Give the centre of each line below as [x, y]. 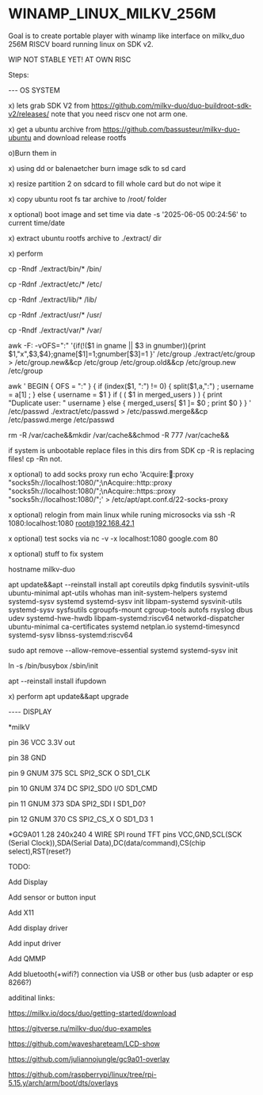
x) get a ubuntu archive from [55, 129]
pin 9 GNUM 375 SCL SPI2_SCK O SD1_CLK [79, 773]
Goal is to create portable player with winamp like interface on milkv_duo [127, 36]
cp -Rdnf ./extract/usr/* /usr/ [55, 314]
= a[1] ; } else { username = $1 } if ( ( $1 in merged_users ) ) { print [116, 394]
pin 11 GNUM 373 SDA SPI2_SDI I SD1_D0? [77, 804]
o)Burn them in [32, 153]
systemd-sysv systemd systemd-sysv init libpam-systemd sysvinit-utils [125, 601]
